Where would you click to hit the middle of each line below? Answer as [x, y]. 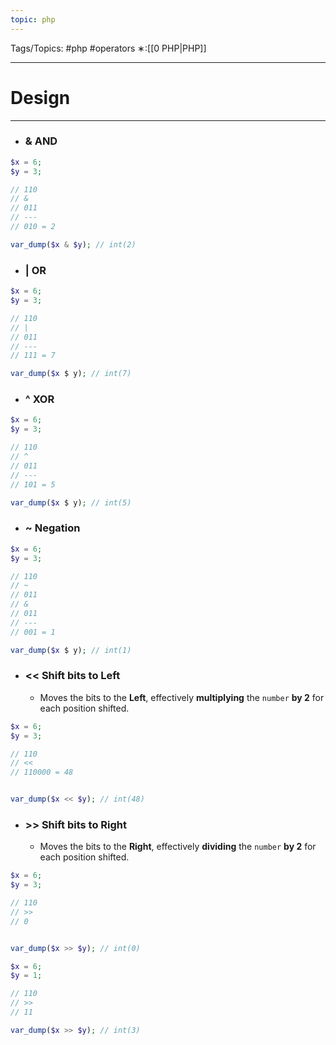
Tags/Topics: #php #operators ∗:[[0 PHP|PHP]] [108, 48]
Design [40, 97]
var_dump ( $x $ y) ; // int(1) [71, 650]
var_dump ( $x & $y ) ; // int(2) [73, 244]
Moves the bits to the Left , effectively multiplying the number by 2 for [182, 697]
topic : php [33, 19]
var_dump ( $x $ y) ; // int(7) [71, 374]
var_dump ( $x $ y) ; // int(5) [71, 502]
